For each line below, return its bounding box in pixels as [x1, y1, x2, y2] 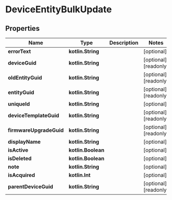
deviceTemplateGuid [8, 112, 59, 119]
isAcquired [8, 172, 35, 178]
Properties [5, 24, 40, 33]
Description [109, 39, 139, 46]
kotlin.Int [69, 172, 91, 178]
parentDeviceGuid [8, 183, 54, 190]
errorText [8, 48, 31, 55]
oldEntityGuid [8, 74, 42, 81]
